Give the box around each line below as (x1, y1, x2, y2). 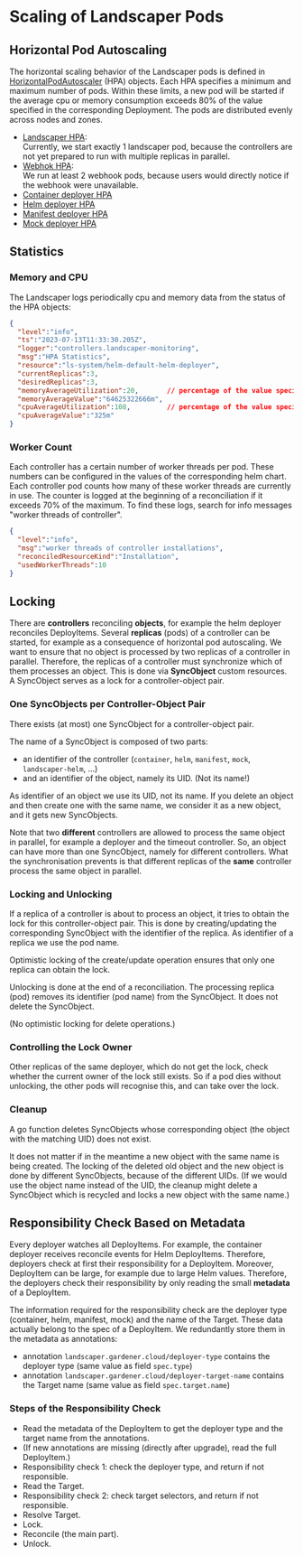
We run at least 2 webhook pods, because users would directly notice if (22, 170, 289, 181)
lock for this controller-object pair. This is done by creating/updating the (9, 918, 277, 929)
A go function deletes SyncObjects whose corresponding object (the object (9, 1123, 290, 1134)
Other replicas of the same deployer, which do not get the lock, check (9, 1061, 269, 1072)
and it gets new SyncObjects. (9, 809, 119, 820)
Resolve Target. (22, 1509, 81, 1520)
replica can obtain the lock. (9, 964, 111, 975)
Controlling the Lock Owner (9, 1040, 133, 1053)
